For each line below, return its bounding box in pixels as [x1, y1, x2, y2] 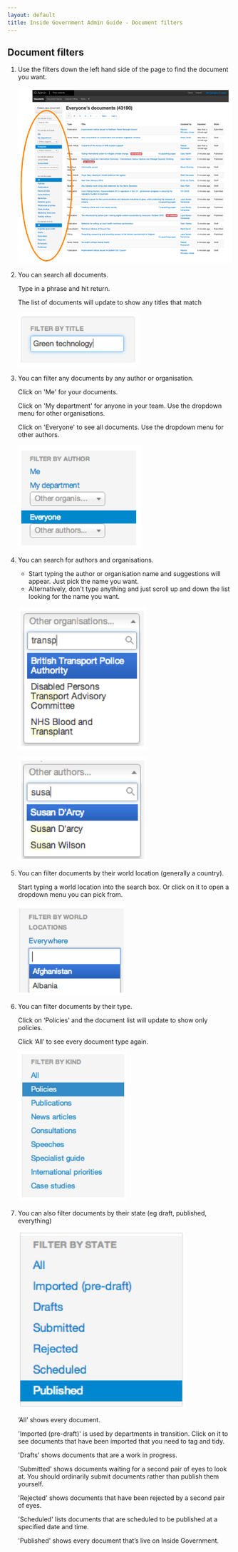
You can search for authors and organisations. [17, 555, 154, 564]
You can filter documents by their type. [17, 1002, 133, 1010]
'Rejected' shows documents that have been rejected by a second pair [17, 1494, 225, 1502]
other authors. [17, 430, 60, 438]
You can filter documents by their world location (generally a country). [17, 868, 224, 877]
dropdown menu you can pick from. [17, 890, 123, 898]
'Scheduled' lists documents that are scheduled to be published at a [17, 1515, 218, 1523]
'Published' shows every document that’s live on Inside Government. [17, 1536, 219, 1545]
